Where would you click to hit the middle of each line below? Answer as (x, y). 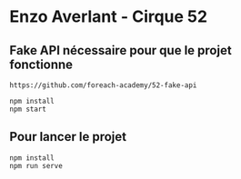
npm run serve (36, 165)
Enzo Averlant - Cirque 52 (108, 17)
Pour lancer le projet (68, 137)
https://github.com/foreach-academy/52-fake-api (103, 85)
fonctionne (41, 64)
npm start (28, 109)
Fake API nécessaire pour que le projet (120, 50)
